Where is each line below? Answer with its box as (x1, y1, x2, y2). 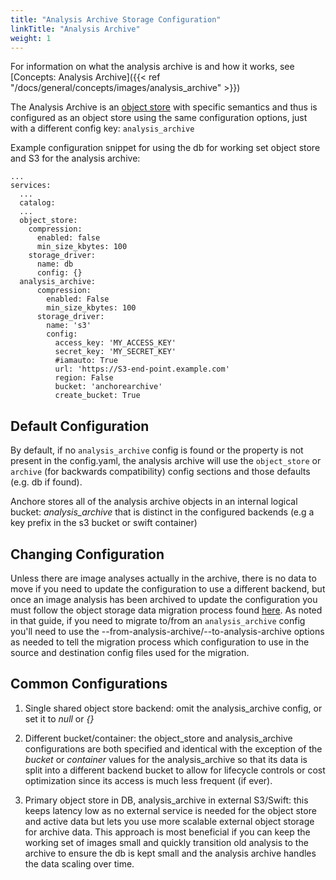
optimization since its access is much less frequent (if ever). (24, 774, 273, 786)
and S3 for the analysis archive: (10, 152, 141, 165)
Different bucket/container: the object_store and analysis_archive (24, 732, 293, 744)
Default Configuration (10, 417, 150, 435)
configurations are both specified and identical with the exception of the (24, 742, 323, 755)
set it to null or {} (24, 712, 95, 725)
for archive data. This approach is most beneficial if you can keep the (24, 826, 311, 838)
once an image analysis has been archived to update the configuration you (10, 594, 318, 605)
